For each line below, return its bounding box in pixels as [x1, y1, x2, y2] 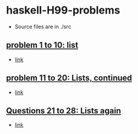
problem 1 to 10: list [6, 40, 78, 50]
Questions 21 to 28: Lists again [6, 106, 121, 116]
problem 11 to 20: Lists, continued [6, 73, 133, 83]
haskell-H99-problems [6, 4, 121, 17]
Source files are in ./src [14, 23, 72, 30]
